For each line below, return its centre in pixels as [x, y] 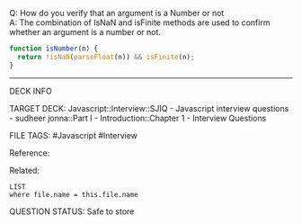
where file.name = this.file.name [74, 194]
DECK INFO [31, 91]
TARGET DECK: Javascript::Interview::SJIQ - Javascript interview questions [149, 108]
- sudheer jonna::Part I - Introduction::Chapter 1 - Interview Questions [138, 118]
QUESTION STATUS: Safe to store [72, 211]
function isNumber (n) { [54, 49]
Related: [25, 170]
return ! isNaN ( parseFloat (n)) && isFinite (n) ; [106, 57]
